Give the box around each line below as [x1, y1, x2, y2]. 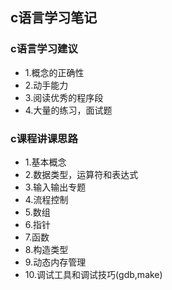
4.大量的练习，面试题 [24, 104, 113, 116]
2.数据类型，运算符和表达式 [24, 168, 139, 180]
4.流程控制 [24, 193, 69, 205]
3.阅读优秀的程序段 [24, 91, 104, 103]
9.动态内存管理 [24, 256, 87, 268]
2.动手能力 [24, 79, 69, 91]
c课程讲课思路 [10, 131, 78, 145]
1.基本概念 [24, 156, 67, 168]
